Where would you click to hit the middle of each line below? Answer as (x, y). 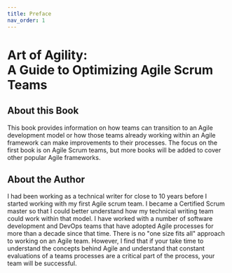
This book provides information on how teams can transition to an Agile (110, 128)
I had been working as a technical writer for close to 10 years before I (107, 197)
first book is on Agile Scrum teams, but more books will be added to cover (114, 150)
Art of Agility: (47, 55)
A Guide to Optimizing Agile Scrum (110, 70)
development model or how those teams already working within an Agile (111, 135)
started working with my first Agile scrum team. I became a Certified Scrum (116, 204)
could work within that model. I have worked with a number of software (110, 219)
